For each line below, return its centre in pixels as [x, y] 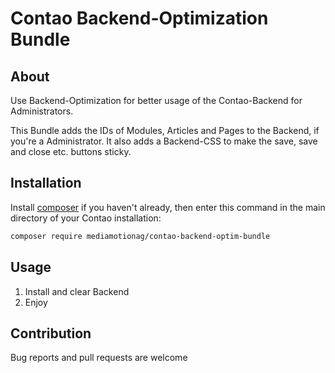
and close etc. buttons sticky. [71, 151]
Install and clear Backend [77, 291]
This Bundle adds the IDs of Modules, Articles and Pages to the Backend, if [165, 130]
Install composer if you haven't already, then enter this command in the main [168, 207]
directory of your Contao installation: [86, 218]
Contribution [51, 333]
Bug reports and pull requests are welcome [99, 358]
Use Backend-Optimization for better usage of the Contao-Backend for [156, 100]
